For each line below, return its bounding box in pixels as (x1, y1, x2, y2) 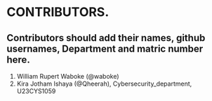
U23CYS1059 (16, 87, 56, 95)
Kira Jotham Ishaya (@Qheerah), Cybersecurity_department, (16, 79, 192, 88)
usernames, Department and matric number (6, 42, 204, 54)
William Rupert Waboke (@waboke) (16, 72, 120, 80)
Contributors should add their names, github (6, 32, 206, 44)
